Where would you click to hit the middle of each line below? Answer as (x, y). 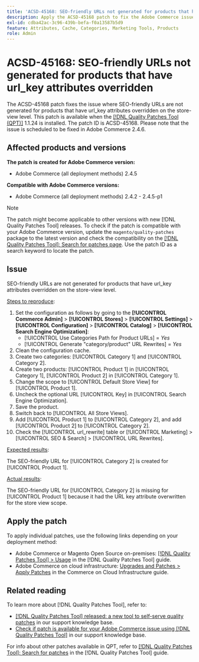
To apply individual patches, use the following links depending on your (92, 536)
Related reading (37, 590)
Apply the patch (37, 521)
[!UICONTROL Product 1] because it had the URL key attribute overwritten (96, 496)
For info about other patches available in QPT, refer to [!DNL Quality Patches (99, 647)
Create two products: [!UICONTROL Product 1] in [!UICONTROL (92, 369)
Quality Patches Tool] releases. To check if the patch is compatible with (94, 226)
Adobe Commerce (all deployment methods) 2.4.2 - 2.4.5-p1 (89, 196)
